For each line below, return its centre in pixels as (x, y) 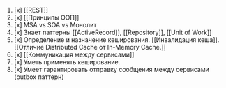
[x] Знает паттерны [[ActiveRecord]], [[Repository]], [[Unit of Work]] (113, 32)
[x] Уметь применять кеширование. (67, 62)
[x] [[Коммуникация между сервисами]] (74, 54)
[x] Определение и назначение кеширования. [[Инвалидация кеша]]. (116, 40)
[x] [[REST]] (31, 10)
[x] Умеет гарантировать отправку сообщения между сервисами (111, 69)
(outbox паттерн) (39, 77)
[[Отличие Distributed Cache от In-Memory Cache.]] (90, 47)
